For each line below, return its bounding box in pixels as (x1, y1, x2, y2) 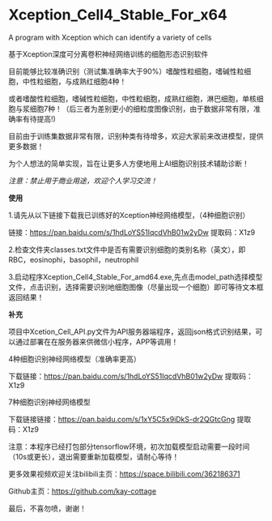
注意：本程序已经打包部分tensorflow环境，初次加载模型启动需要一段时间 (8, 442, 250, 451)
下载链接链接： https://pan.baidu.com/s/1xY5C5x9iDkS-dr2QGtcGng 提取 (8, 414, 252, 424)
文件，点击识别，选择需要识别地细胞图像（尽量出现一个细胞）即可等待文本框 (8, 282, 264, 292)
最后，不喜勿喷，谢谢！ (8, 503, 87, 513)
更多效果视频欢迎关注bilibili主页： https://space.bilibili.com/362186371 (8, 468, 240, 479)
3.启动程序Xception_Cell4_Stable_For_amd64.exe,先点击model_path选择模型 (8, 271, 263, 281)
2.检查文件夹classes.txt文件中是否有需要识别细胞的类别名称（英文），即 (8, 245, 246, 254)
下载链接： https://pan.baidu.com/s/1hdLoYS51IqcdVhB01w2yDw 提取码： (8, 371, 253, 381)
